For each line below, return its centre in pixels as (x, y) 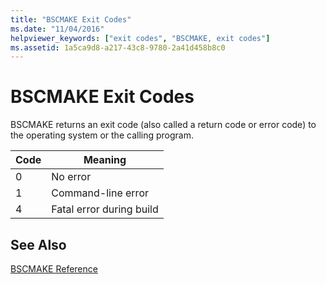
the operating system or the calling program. (102, 135)
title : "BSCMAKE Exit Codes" (71, 19)
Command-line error (100, 193)
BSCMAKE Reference (54, 269)
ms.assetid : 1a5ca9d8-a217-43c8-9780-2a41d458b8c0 (118, 47)
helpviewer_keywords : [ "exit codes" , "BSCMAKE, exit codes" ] (140, 38)
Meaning (105, 160)
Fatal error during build (105, 209)
